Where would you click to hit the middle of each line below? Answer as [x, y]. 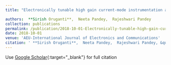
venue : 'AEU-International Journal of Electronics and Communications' [83, 38]
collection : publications [33, 24]
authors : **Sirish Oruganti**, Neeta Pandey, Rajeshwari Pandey [78, 19]
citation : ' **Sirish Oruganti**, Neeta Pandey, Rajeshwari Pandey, [82, 43]
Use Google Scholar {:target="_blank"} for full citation [61, 57]
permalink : [17, 28]
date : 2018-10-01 [24, 34]
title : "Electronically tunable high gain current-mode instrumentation [84, 10]
